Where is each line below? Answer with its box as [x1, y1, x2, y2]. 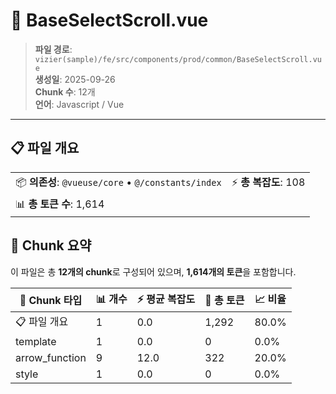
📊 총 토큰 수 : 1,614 [15, 197, 105, 211]
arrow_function [15, 350, 87, 364]
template [15, 334, 57, 348]
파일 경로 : [34, 43, 73, 55]
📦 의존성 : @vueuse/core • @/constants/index [15, 175, 222, 189]
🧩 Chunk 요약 [10, 237, 92, 254]
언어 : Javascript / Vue [34, 98, 125, 110]
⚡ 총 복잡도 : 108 [231, 175, 306, 189]
